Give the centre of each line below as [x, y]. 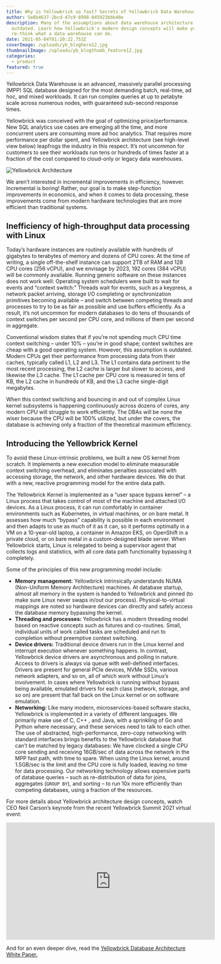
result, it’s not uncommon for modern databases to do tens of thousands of [98, 313]
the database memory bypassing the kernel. [69, 612]
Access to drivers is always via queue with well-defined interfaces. [97, 663]
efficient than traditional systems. [47, 207]
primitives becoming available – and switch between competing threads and [99, 300]
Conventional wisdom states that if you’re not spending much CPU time [94, 337]
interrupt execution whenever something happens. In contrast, [91, 651]
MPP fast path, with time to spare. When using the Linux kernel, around [102, 758]
